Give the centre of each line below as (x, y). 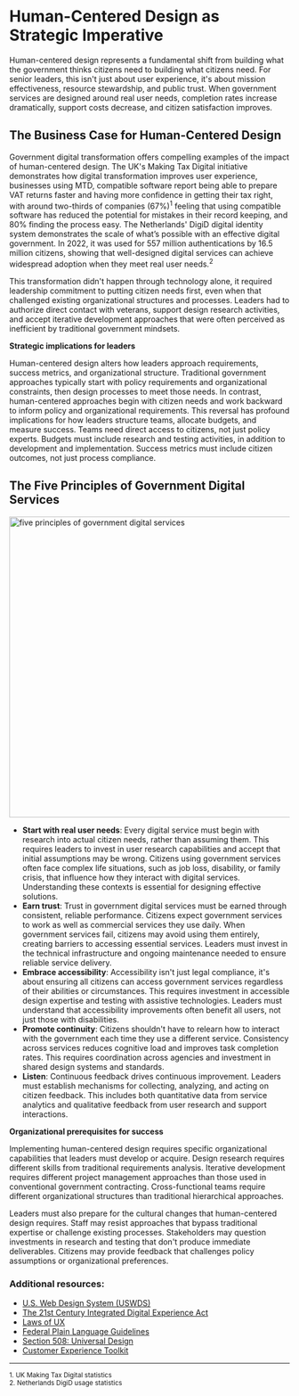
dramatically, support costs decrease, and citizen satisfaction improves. (141, 107)
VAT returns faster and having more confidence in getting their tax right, (141, 194)
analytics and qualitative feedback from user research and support (144, 1104)
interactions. (45, 1114)
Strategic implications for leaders (73, 346)
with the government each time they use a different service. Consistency (155, 1038)
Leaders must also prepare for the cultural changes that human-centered (143, 1213)
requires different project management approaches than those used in (138, 1177)
